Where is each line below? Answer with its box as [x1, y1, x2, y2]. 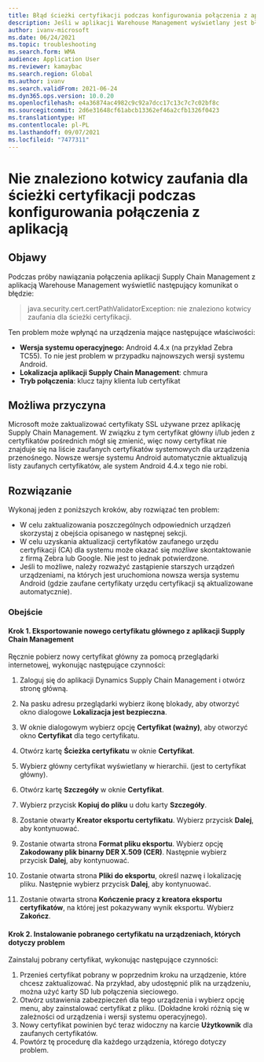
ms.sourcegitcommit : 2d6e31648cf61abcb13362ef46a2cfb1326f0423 [8, 107, 220, 115]
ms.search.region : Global [8, 70, 93, 78]
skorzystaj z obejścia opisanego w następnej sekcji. [19, 528, 188, 538]
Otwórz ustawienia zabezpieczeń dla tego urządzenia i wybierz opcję [19, 995, 245, 1005]
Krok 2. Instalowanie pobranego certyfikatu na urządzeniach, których [8, 929, 241, 939]
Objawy [8, 251, 47, 264]
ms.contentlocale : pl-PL [8, 121, 90, 129]
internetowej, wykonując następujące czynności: [8, 660, 166, 670]
